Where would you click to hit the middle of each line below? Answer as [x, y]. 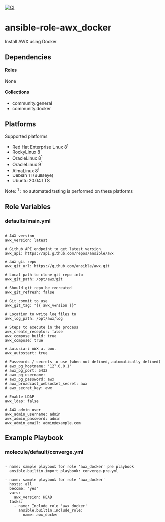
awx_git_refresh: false [30, 292]
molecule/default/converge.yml [44, 452]
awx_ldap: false [22, 401]
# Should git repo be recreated [38, 288]
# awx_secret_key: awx [28, 388]
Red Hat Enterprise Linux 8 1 [40, 146]
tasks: [16, 502]
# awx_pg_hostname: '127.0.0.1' [38, 366]
